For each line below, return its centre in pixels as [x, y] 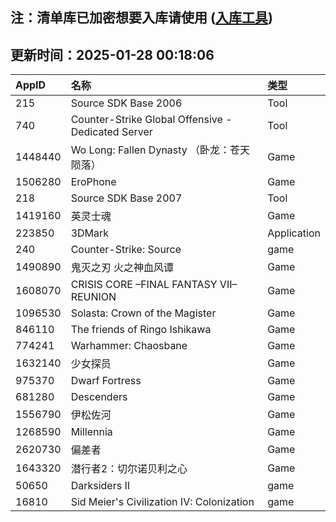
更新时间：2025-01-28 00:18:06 [112, 54]
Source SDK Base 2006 [126, 103]
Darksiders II [100, 486]
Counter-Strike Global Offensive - [151, 120]
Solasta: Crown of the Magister [143, 313]
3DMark [90, 233]
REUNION [93, 297]
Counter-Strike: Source [126, 250]
